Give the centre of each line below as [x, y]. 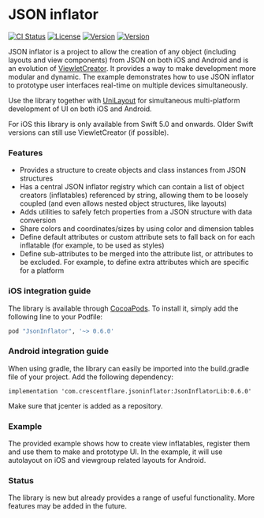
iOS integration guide [50, 291]
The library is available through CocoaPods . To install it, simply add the [123, 308]
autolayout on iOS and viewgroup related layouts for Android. [107, 460]
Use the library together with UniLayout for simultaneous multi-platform [124, 100]
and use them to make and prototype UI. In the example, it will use [115, 452]
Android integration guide [58, 351]
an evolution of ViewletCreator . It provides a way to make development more [132, 68]
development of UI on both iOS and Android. [80, 109]
